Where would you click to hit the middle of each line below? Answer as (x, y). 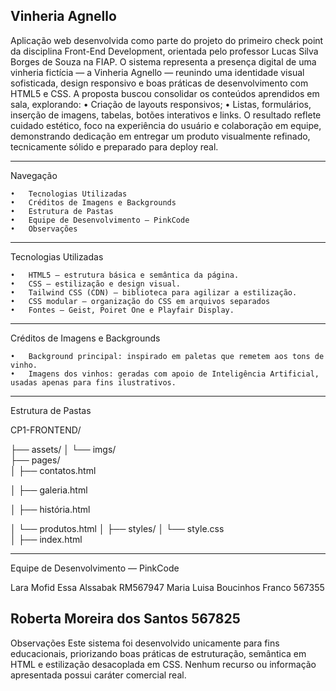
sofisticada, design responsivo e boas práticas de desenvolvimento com (159, 83)
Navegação (34, 175)
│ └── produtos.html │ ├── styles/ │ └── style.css (117, 528)
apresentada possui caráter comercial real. (98, 675)
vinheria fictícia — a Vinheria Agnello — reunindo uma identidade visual (157, 72)
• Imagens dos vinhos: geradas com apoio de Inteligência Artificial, (165, 374)
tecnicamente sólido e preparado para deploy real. (114, 146)
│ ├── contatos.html (53, 470)
